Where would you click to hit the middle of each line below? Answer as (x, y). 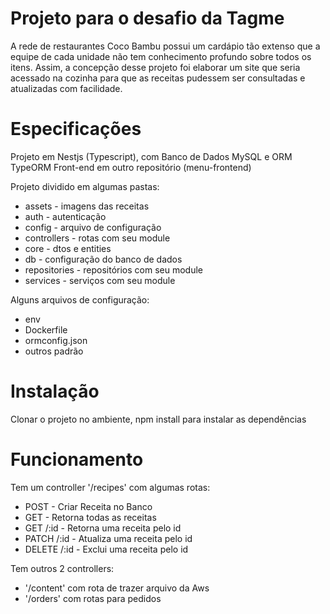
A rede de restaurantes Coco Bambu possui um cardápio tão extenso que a (165, 46)
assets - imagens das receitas (87, 206)
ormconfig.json (56, 340)
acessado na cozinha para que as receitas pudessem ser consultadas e (158, 78)
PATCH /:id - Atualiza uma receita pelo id (108, 538)
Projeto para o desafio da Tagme (147, 18)
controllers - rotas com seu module (97, 238)
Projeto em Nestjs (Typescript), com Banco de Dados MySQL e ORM (151, 156)
